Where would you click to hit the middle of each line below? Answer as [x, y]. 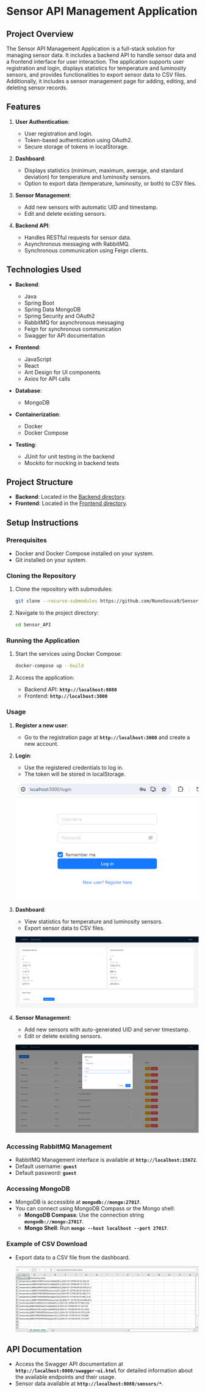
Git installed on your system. [51, 560]
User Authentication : [42, 121]
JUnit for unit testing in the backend [69, 456]
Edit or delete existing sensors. [63, 1036]
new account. [41, 743]
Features [23, 107]
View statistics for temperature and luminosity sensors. [93, 922]
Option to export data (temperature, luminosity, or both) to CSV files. [110, 183]
